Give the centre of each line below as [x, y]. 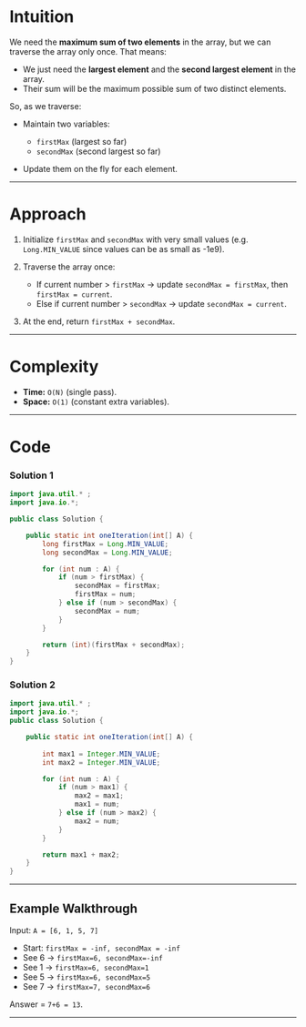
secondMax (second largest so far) [98, 151]
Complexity [54, 367]
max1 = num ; [97, 804]
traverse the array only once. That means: [88, 51]
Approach [48, 214]
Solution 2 [33, 685]
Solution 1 [31, 475]
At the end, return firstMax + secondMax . [99, 321]
